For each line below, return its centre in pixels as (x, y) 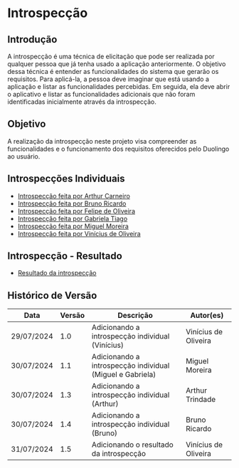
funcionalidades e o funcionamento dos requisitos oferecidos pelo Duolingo (118, 149)
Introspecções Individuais (67, 179)
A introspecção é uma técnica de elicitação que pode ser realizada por (111, 56)
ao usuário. (24, 156)
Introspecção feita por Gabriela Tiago (73, 218)
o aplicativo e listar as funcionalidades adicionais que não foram (101, 94)
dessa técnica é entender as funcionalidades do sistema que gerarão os (113, 71)
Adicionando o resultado (133, 445)
